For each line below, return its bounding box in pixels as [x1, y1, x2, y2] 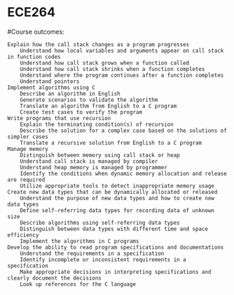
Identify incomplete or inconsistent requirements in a [20, 256, 187, 263]
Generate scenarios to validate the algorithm [20, 96, 158, 103]
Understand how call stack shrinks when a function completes [20, 65, 205, 72]
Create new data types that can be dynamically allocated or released [7, 188, 218, 195]
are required [7, 176, 46, 183]
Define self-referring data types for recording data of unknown [20, 206, 215, 214]
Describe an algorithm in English [20, 90, 121, 97]
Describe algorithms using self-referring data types [20, 219, 180, 226]
